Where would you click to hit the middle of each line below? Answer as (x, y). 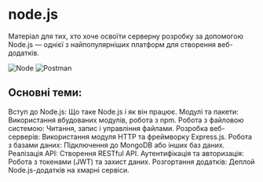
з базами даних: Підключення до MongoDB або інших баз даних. (117, 145)
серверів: (24, 136)
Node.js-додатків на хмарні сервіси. (69, 169)
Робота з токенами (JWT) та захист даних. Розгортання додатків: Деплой (131, 162)
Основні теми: (45, 93)
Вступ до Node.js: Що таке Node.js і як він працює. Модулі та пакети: (124, 111)
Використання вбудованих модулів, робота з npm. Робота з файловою (126, 120)
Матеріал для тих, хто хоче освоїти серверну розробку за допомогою (126, 36)
